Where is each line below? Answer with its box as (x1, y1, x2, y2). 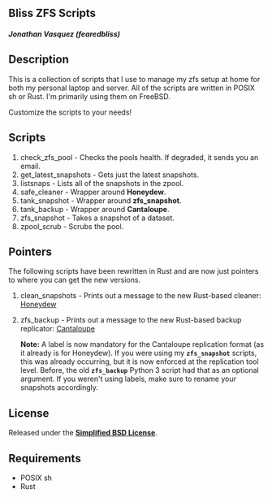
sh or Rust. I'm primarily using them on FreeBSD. (8, 91, 171, 101)
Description (8, 53, 69, 67)
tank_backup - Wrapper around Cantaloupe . (19, 204, 170, 214)
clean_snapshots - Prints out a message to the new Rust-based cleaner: (19, 291, 261, 301)
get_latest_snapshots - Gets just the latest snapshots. (19, 170, 200, 180)
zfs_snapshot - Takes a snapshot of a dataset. (19, 213, 175, 223)
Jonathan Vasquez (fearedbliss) (8, 28, 120, 39)
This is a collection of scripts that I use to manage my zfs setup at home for (8, 74, 261, 84)
